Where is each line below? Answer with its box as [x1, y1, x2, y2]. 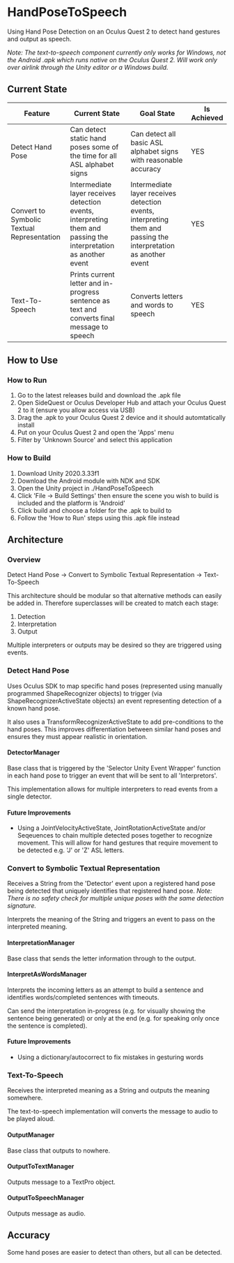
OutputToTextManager [7, 1162, 75, 1171]
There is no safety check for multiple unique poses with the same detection [7, 894, 224, 903]
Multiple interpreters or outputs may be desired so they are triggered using [7, 641, 221, 650]
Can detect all [130, 129, 176, 138]
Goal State [139, 108, 175, 118]
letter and [70, 278, 102, 288]
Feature [24, 108, 50, 118]
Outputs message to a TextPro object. [7, 1178, 116, 1186]
